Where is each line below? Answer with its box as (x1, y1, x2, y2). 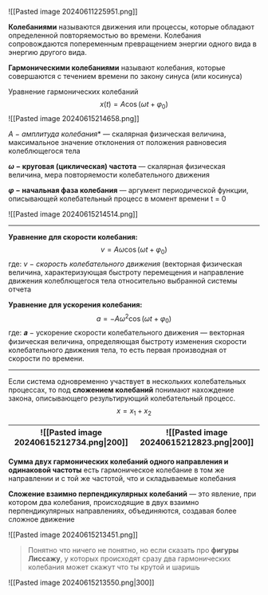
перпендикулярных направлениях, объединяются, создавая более (8, 506, 237, 515)
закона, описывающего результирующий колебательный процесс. (8, 393, 236, 403)
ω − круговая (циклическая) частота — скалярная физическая (8, 161, 226, 170)
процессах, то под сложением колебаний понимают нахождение (8, 386, 235, 395)
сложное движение (8, 514, 75, 524)
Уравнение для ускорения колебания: (8, 299, 143, 309)
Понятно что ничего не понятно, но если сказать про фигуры (27, 545, 239, 554)
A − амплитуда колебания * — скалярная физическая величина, (8, 129, 227, 139)
